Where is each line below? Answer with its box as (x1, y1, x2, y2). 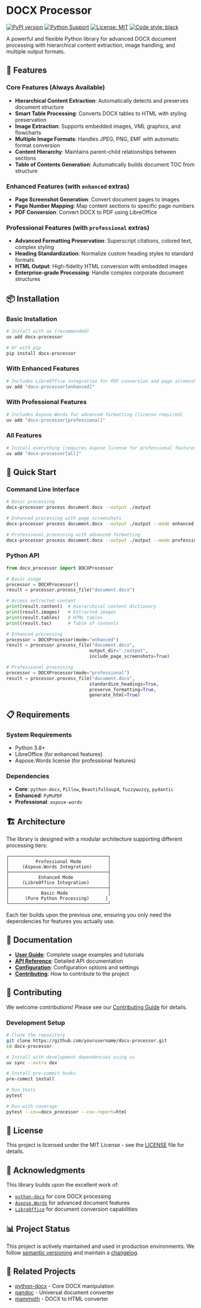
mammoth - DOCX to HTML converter (14, 1295, 109, 1302)
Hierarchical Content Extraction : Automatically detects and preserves (14, 97, 189, 104)
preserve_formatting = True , (89, 686, 157, 692)
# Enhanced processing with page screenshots (6, 515, 121, 521)
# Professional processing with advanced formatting (6, 531, 141, 537)
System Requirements (6, 730, 72, 739)
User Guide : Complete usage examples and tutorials (14, 951, 145, 958)
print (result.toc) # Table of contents (6, 620, 119, 626)
